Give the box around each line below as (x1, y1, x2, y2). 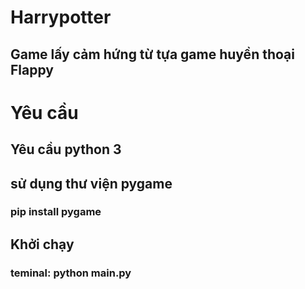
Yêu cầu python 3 (10, 141, 122, 158)
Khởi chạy (10, 236, 75, 253)
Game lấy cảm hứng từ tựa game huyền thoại (10, 46, 295, 63)
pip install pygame (10, 205, 102, 219)
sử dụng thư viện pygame (10, 175, 173, 192)
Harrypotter (10, 6, 112, 29)
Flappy (10, 61, 54, 78)
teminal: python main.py (10, 266, 132, 280)
